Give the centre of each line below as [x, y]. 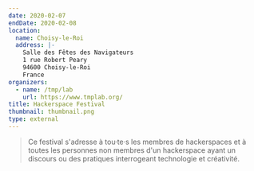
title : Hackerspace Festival [57, 104]
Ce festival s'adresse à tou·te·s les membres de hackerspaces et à [137, 142]
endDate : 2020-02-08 [43, 23]
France [34, 75]
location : [25, 30]
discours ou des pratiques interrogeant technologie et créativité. [133, 158]
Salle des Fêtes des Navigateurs [78, 52]
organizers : [28, 82]
